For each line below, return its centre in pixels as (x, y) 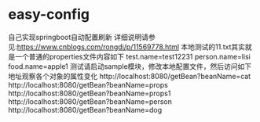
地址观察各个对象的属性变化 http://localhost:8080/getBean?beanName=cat (130, 76)
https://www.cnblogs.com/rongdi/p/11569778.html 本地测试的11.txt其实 (131, 47)
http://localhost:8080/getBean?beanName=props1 (90, 93)
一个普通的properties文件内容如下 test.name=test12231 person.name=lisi (133, 56)
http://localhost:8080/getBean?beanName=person (90, 101)
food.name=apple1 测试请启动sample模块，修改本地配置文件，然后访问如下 (130, 66)
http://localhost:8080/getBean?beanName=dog (85, 109)
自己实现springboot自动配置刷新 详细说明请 (79, 37)
